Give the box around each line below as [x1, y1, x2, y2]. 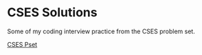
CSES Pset [7, 40, 38, 48]
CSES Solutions [7, 5, 98, 20]
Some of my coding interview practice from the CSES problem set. [7, 27, 196, 35]
